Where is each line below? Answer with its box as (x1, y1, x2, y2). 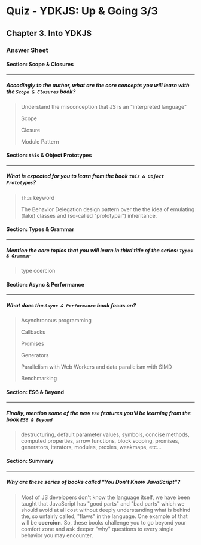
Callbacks (20, 328, 46, 336)
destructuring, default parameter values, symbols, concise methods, (20, 431, 190, 438)
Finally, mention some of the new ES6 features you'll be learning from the (6, 409, 191, 416)
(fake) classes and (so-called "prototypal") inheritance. (20, 212, 157, 219)
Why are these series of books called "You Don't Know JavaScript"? (6, 479, 181, 486)
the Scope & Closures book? (6, 88, 76, 95)
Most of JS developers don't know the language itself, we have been (20, 494, 190, 501)
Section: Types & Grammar (6, 226, 75, 233)
